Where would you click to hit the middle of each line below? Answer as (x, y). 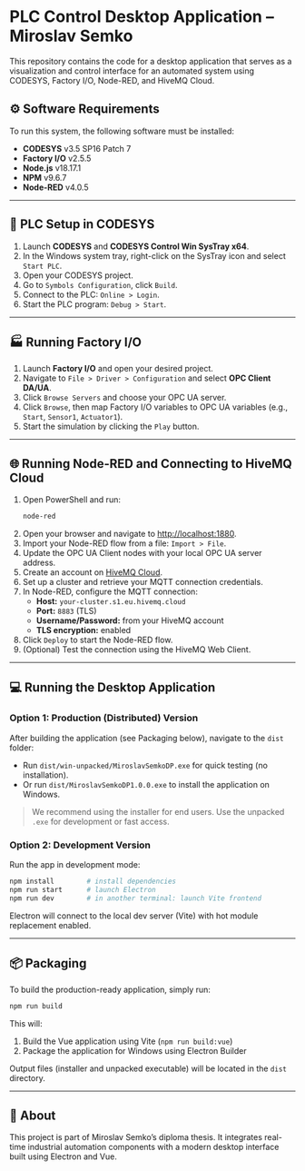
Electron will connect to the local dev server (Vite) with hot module (134, 916)
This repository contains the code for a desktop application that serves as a (151, 61)
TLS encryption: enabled (84, 630)
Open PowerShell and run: (71, 500)
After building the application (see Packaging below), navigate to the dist (147, 738)
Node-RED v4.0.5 (55, 187)
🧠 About (33, 1115)
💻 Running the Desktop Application (113, 688)
